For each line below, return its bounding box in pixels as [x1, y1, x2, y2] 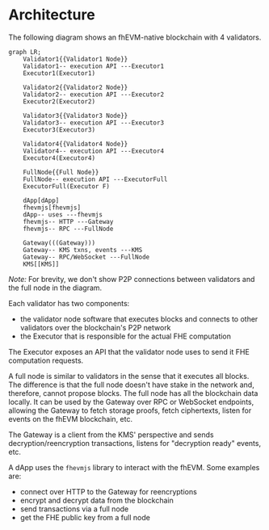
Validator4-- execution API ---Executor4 [23, 147, 164, 155]
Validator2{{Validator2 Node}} [23, 83, 128, 91]
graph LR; [8, 48, 42, 56]
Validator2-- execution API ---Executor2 [23, 90, 164, 99]
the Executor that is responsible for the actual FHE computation [19, 331, 232, 341]
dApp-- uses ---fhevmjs [23, 210, 103, 219]
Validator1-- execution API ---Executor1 [23, 62, 164, 70]
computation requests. [8, 355, 84, 365]
